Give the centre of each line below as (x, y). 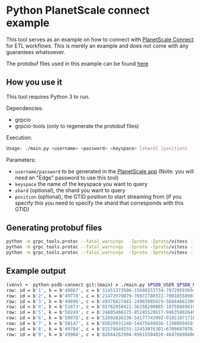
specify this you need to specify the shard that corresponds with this (99, 203)
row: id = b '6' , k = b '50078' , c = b (53, 318)
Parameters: (21, 160)
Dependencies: (25, 108)
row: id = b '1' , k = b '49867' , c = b (53, 290)
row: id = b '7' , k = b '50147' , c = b (53, 323)
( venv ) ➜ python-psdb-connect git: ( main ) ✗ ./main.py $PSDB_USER (90, 285)
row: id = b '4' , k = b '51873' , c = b (53, 307)
